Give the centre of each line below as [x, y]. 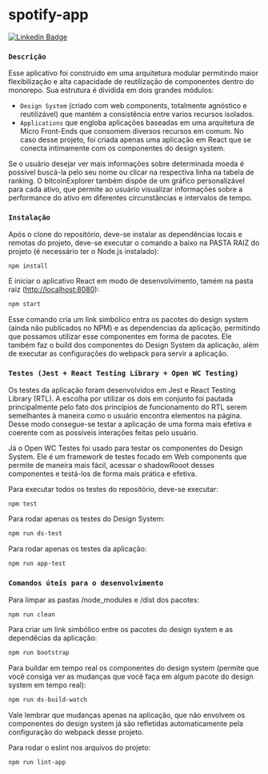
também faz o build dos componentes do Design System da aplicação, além [134, 345]
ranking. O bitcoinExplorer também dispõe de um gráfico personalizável [127, 181]
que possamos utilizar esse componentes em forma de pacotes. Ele [120, 337]
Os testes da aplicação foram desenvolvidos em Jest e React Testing [122, 389]
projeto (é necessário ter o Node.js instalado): [84, 251]
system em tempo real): [47, 685]
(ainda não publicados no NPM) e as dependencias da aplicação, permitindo [134, 328]
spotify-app [48, 15]
